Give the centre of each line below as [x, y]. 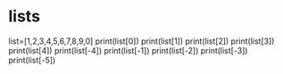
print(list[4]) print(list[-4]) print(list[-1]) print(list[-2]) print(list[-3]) [128, 50]
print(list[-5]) [32, 60]
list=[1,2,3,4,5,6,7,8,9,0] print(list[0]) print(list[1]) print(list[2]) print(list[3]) [141, 41]
